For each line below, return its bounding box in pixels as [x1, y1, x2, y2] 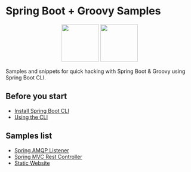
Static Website [14, 159, 50, 167]
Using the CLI [14, 113, 48, 121]
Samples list [5, 131, 53, 141]
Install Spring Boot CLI [14, 107, 69, 114]
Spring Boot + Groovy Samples [5, 4, 161, 18]
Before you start [5, 91, 67, 102]
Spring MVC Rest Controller [14, 153, 82, 160]
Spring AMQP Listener [14, 146, 69, 153]
